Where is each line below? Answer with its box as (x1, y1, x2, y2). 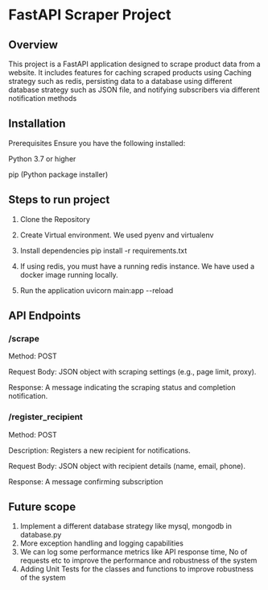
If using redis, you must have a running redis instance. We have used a (19, 261, 255, 271)
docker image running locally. (19, 270, 118, 279)
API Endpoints (8, 309, 81, 323)
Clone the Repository (19, 214, 91, 224)
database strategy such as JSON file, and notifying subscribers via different (8, 85, 260, 94)
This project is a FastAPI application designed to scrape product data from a (8, 59, 261, 69)
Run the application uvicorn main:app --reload (19, 285, 174, 295)
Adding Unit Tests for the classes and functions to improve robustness (19, 564, 254, 574)
